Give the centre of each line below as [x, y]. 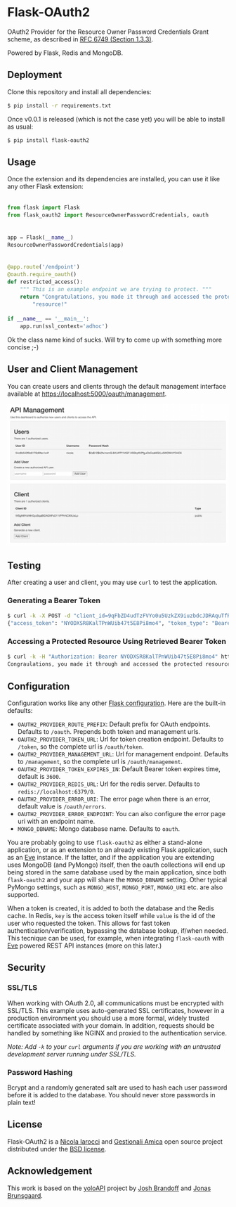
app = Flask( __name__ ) [40, 237]
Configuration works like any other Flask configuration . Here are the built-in [117, 703]
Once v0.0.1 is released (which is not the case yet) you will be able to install [116, 119]
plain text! [22, 1102]
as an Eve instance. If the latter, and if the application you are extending [111, 857]
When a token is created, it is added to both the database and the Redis [111, 908]
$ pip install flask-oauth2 [48, 140]
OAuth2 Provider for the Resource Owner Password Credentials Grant [108, 32]
